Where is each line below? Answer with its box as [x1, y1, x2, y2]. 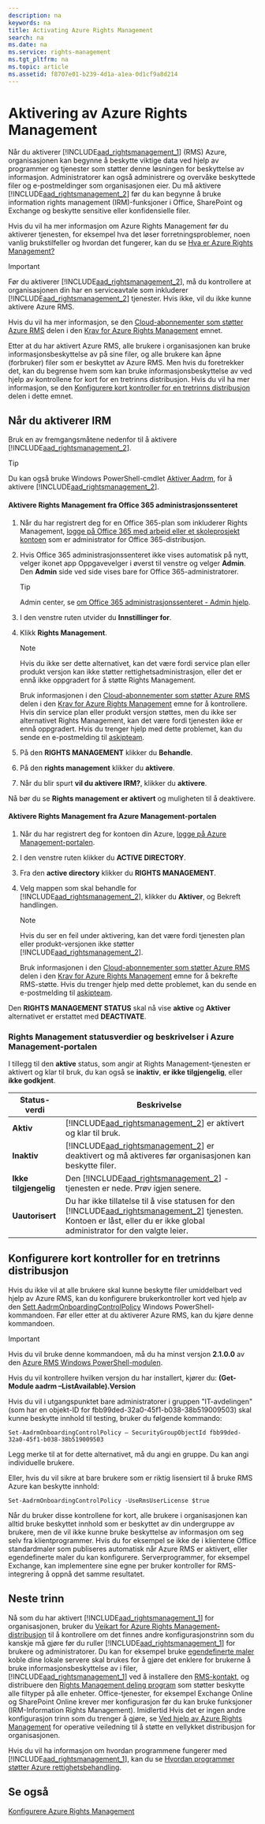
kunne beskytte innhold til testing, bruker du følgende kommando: [8, 1413, 222, 1422]
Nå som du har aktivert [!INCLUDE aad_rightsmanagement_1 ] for [8, 1613, 215, 1622]
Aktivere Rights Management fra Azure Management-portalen [8, 812, 217, 821]
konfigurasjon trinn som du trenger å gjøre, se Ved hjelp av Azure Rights [8, 1714, 243, 1723]
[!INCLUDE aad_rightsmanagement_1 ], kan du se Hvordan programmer [8, 1754, 235, 1763]
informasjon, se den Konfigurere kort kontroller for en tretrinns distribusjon [8, 383, 251, 392]
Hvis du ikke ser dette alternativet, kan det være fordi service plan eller [19, 658, 251, 667]
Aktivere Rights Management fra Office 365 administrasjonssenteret [8, 500, 238, 510]
